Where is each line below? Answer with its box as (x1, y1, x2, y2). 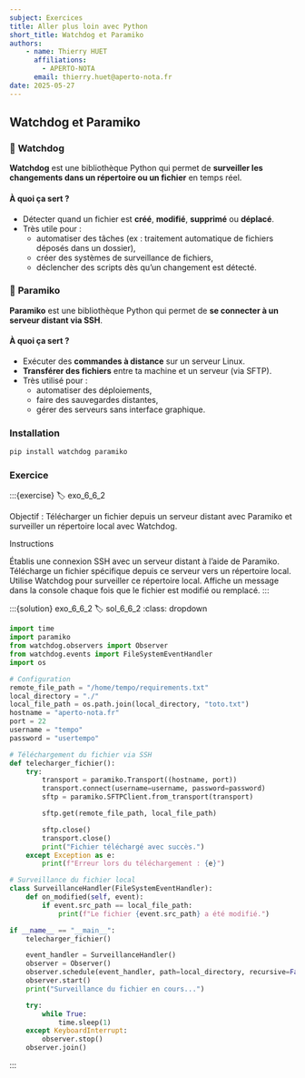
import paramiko (9, 633, 71, 642)
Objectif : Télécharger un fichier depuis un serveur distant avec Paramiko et (9, 511, 292, 522)
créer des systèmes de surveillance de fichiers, (35, 252, 213, 263)
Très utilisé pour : (22, 375, 88, 387)
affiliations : (33, 55, 88, 65)
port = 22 (9, 717, 47, 726)
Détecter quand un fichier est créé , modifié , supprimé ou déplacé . (22, 213, 275, 224)
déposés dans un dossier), (35, 242, 136, 253)
